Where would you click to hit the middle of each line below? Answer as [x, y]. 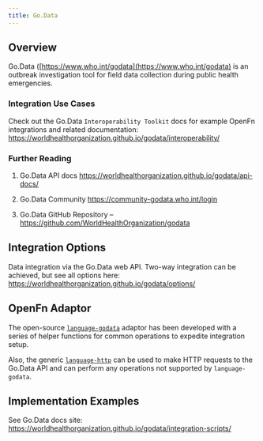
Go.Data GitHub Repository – [66, 215]
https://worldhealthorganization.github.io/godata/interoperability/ [114, 138]
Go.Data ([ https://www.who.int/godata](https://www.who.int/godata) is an [128, 66]
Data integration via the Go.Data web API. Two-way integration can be [122, 266]
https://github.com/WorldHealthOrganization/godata [105, 223]
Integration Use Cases [52, 104]
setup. [19, 344]
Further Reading [40, 158]
